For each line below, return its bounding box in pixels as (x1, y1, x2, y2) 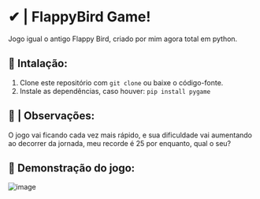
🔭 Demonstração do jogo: (8, 161, 136, 175)
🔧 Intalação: (8, 57, 69, 70)
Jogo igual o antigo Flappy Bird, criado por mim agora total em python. (8, 34, 238, 43)
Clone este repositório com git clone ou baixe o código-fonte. (19, 77, 224, 87)
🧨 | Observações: (8, 109, 95, 122)
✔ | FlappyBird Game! (8, 8, 151, 26)
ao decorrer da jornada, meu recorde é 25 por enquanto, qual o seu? (8, 138, 231, 148)
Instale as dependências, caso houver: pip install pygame (19, 86, 211, 96)
